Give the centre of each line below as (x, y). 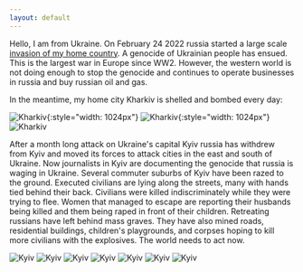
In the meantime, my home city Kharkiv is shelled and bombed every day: (146, 99)
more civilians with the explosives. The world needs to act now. (127, 239)
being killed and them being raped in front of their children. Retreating (139, 211)
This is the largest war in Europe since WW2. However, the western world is (151, 62)
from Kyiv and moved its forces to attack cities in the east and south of (141, 154)
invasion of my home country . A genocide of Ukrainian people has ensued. (148, 53)
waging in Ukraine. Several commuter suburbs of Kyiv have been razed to (147, 173)
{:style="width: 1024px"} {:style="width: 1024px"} (158, 117)
